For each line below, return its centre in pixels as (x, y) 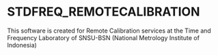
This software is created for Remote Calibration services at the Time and (109, 31)
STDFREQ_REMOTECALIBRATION (104, 12)
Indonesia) (22, 45)
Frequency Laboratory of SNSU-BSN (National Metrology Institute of (104, 37)
